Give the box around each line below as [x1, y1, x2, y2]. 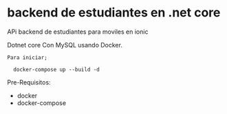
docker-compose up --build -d [13, 66, 100, 73]
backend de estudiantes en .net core [7, 5, 221, 21]
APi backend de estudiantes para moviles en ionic [7, 27, 149, 36]
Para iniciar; [7, 54, 48, 61]
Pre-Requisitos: [7, 78, 51, 87]
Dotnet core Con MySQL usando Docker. [7, 41, 122, 49]
